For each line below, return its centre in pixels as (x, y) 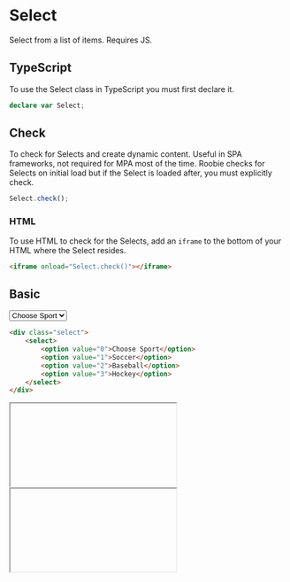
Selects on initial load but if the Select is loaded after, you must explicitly (141, 173)
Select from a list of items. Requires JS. (81, 40)
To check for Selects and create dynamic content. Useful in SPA (126, 154)
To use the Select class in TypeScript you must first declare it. (122, 89)
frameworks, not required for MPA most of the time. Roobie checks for (137, 164)
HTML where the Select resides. (68, 250)
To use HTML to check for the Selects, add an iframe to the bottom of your (145, 241)
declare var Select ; (47, 105)
